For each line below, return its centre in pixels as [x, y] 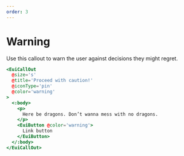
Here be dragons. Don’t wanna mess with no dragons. [90, 114]
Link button [37, 131]
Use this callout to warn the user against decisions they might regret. [92, 58]
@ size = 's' [24, 75]
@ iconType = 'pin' [32, 86]
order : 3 [17, 12]
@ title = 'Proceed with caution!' [53, 81]
